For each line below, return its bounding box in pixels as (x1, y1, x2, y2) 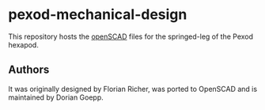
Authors (8, 63, 50, 77)
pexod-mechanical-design (8, 6, 187, 24)
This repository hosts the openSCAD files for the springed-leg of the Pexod (8, 32, 254, 41)
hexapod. (8, 40, 40, 49)
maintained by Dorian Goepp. (8, 93, 104, 102)
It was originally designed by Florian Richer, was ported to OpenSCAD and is (8, 84, 258, 93)
